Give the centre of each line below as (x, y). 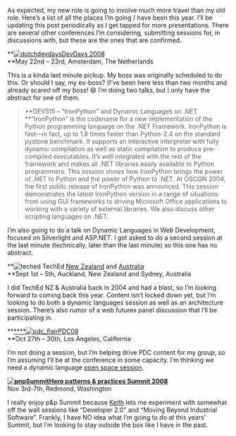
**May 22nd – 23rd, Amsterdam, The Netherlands (80, 61)
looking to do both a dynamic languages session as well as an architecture (115, 302)
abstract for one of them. (44, 98)
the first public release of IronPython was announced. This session (122, 186)
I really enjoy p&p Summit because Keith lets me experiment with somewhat (117, 402)
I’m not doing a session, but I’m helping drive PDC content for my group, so (116, 352)
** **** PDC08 (43, 331)
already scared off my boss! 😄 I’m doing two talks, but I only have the (108, 90)
